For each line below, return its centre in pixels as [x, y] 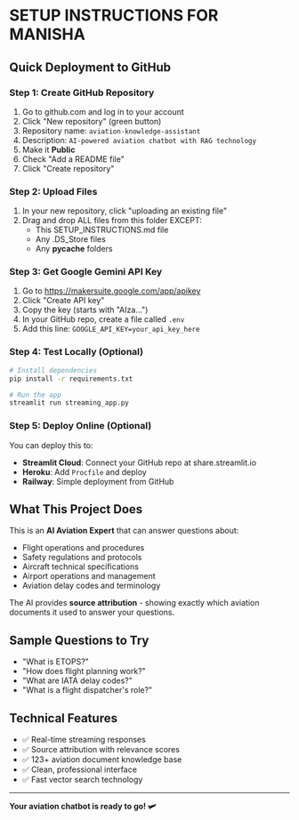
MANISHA [48, 34]
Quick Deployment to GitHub [90, 67]
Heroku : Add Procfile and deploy [84, 471]
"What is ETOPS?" [55, 662]
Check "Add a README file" [73, 159]
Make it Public [48, 149]
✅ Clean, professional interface [80, 769]
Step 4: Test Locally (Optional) [77, 352]
